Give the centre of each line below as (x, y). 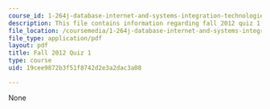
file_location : (34, 30)
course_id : (27, 16)
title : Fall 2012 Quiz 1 (50, 53)
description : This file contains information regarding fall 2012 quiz (131, 23)
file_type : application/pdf (55, 38)
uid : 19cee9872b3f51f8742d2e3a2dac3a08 (75, 68)
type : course (30, 61)
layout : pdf (28, 46)
